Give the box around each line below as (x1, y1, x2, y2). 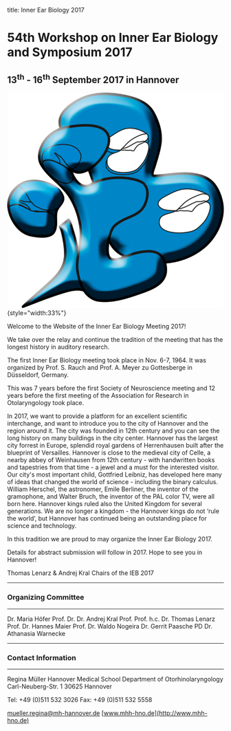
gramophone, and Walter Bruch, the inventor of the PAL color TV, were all (7, 492, 215, 501)
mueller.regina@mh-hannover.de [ (7, 709, 104, 717)
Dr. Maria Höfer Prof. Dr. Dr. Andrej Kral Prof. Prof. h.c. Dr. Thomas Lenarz (7, 615, 215, 623)
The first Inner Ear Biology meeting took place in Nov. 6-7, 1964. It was (7, 356, 206, 364)
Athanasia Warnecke (7, 629, 66, 637)
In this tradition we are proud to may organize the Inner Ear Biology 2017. (7, 535, 213, 543)
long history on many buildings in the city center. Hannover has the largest (7, 434, 218, 442)
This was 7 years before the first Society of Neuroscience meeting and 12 (7, 384, 215, 393)
